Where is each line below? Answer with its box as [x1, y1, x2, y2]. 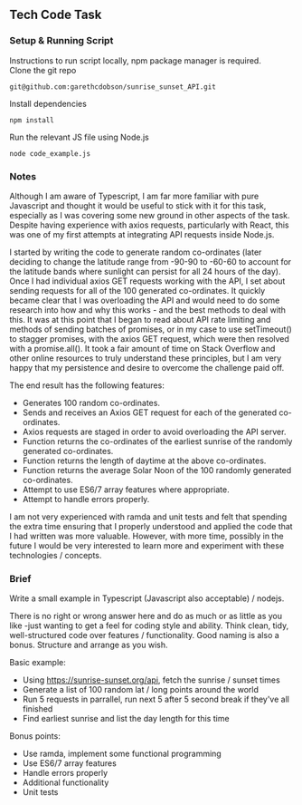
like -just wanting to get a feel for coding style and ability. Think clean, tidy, [9, 620, 289, 631]
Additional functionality [22, 777, 109, 788]
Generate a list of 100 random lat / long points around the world [22, 684, 260, 695]
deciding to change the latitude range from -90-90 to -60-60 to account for [9, 256, 292, 267]
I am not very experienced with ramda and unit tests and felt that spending [9, 511, 288, 522]
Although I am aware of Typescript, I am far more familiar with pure [9, 190, 260, 201]
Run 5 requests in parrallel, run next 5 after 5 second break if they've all [22, 693, 289, 705]
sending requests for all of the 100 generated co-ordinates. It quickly [9, 285, 266, 296]
